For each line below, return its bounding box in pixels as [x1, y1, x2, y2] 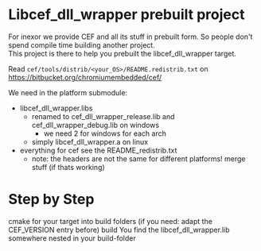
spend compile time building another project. [8, 40, 155, 49]
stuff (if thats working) [31, 162, 105, 172]
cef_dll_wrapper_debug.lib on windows [31, 120, 160, 129]
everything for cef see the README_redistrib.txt [19, 145, 177, 155]
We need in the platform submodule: [8, 87, 128, 97]
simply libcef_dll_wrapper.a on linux [31, 137, 149, 146]
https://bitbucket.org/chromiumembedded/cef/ [8, 72, 162, 82]
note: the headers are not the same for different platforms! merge [31, 153, 246, 164]
